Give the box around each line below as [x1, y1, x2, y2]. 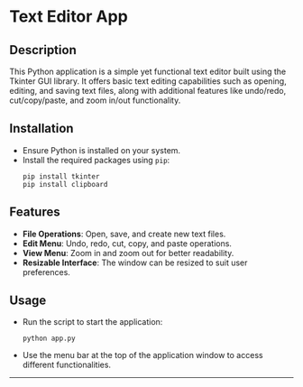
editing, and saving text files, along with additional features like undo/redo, [9, 86, 287, 96]
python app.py [22, 334, 76, 344]
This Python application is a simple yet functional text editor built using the [9, 66, 287, 77]
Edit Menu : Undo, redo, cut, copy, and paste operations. [22, 237, 233, 249]
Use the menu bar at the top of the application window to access [22, 350, 263, 361]
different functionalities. [22, 359, 111, 371]
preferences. [22, 266, 70, 277]
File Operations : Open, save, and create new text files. [22, 228, 226, 239]
